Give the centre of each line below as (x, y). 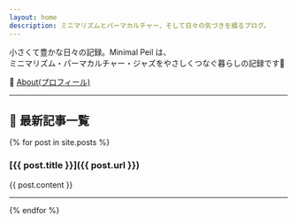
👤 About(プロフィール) (50, 81)
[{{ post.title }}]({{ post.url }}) (74, 165)
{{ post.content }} (41, 185)
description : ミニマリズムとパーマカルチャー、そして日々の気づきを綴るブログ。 (140, 26)
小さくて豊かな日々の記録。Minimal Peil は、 (90, 52)
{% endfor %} (34, 210)
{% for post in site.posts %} (60, 142)
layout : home (33, 17)
